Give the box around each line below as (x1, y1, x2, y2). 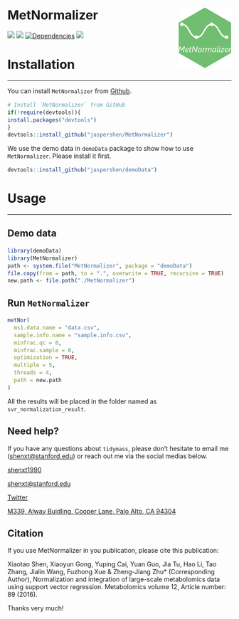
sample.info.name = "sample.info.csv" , (14, 332, 132, 339)
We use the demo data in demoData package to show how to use (7, 144, 194, 153)
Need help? (7, 425, 59, 438)
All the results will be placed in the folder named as (7, 397, 157, 406)
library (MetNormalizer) (7, 255, 78, 262)
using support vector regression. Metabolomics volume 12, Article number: (7, 583, 226, 591)
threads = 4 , (14, 369, 53, 376)
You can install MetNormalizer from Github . (7, 86, 132, 95)
